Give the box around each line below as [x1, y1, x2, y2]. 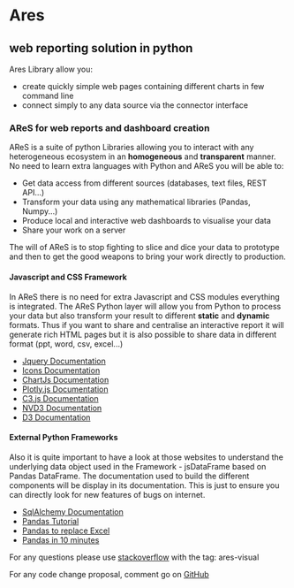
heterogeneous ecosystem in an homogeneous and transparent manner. [9, 151, 276, 162]
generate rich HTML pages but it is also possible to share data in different [9, 329, 277, 340]
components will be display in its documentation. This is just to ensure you [9, 479, 280, 491]
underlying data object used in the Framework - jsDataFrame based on [9, 461, 267, 471]
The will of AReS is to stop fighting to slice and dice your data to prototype [9, 242, 280, 253]
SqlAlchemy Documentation [21, 506, 124, 517]
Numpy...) [21, 206, 58, 217]
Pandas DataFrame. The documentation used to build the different [9, 470, 250, 481]
